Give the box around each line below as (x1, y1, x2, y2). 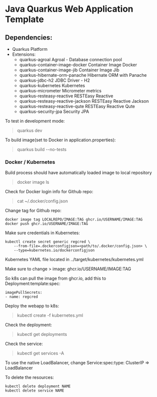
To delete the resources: (5, 375, 54, 380)
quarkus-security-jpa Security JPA (19, 109, 89, 114)
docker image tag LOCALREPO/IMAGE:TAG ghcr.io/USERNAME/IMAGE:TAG (5, 217, 143, 222)
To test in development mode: (5, 118, 65, 124)
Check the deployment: (5, 322, 52, 328)
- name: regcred (5, 294, 38, 299)
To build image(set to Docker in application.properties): (5, 137, 116, 143)
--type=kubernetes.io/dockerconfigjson (14, 248, 95, 253)
